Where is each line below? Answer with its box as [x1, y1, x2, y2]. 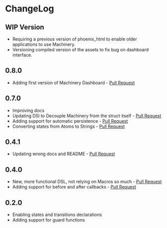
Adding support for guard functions [12, 217, 85, 223]
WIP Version [5, 23, 45, 31]
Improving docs [12, 107, 45, 113]
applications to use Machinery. [12, 41, 76, 47]
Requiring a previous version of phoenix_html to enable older [12, 36, 138, 42]
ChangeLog [5, 3, 54, 14]
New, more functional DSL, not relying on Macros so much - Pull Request [12, 179, 162, 185]
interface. [12, 52, 32, 58]
